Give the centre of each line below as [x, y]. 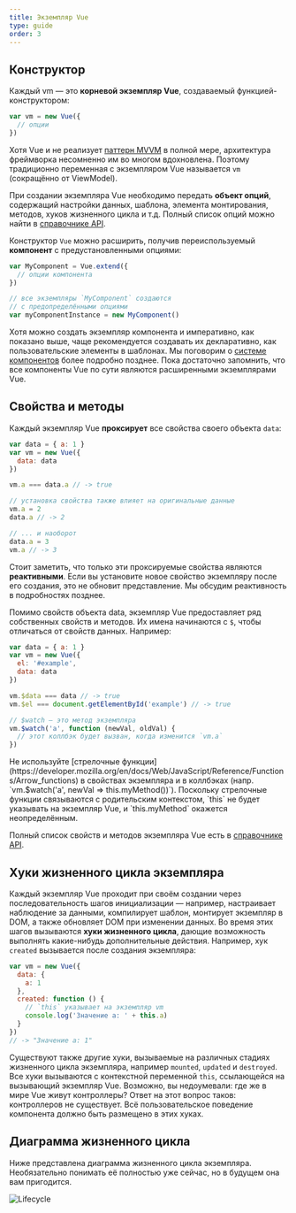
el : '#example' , [47, 664]
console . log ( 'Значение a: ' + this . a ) [96, 1016]
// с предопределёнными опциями [68, 307]
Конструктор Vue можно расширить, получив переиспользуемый [133, 241]
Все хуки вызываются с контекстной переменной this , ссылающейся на [147, 1076]
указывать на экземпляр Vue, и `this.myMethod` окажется [118, 809]
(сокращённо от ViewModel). [63, 178]
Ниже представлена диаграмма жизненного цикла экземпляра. [130, 1163]
